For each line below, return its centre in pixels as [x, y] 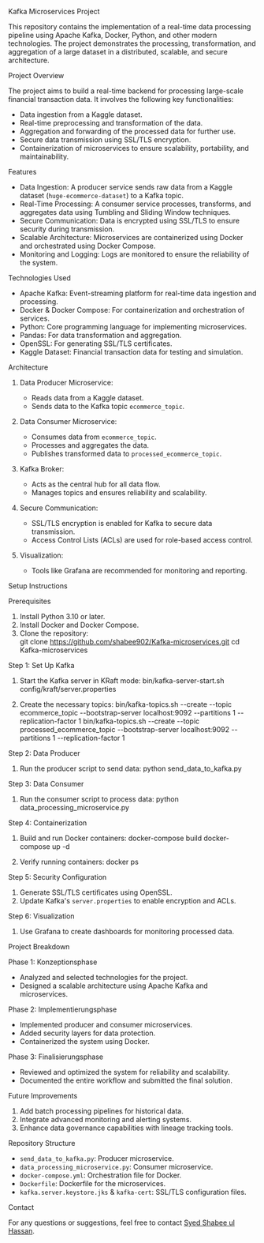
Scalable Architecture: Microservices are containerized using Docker [131, 237]
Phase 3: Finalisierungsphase [56, 1057]
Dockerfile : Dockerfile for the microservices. [93, 1183]
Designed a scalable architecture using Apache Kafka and [114, 986]
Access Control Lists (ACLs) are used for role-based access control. [142, 540]
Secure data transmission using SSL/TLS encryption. [105, 140]
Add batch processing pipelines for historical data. [101, 1111]
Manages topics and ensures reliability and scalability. [119, 492]
